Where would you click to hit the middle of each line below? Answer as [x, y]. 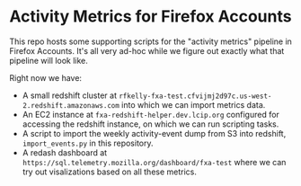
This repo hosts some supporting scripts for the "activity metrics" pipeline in [150, 41]
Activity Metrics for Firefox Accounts [150, 17]
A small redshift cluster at [69, 95]
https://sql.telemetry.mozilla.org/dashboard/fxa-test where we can [154, 162]
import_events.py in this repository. [88, 143]
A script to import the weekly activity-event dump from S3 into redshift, [154, 133]
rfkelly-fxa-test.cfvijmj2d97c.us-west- [195, 96]
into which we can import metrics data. [193, 104]
